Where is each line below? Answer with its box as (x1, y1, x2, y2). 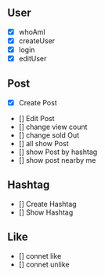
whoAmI (18, 27, 46, 36)
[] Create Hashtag (18, 199, 77, 208)
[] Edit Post (18, 113, 56, 123)
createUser (18, 35, 56, 46)
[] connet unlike (18, 259, 70, 269)
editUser (18, 54, 47, 63)
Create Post (18, 98, 57, 107)
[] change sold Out (18, 130, 80, 140)
